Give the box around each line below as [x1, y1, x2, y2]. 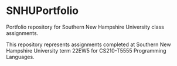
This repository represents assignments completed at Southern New [6, 41, 171, 48]
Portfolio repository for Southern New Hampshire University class [6, 23, 164, 30]
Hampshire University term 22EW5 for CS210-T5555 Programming [6, 47, 166, 54]
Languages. [6, 53, 35, 60]
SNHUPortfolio [6, 4, 79, 18]
